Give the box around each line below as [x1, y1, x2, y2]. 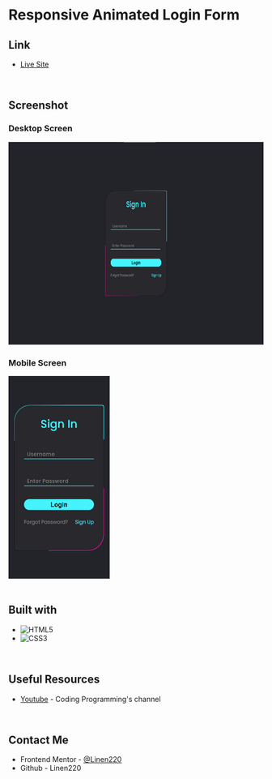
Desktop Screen [8, 123, 73, 135]
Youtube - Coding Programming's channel [19, 694, 161, 704]
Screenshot [8, 99, 69, 113]
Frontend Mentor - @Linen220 [19, 755, 122, 764]
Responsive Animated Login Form [8, 6, 240, 24]
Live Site [19, 59, 49, 69]
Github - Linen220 [19, 764, 82, 773]
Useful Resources [8, 673, 100, 687]
